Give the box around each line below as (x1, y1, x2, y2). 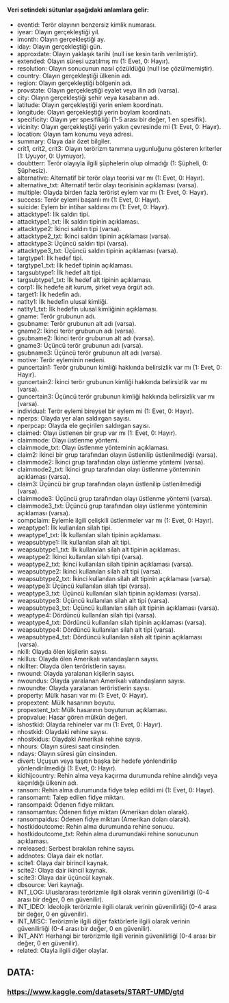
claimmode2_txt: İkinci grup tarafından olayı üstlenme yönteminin (16, 465, 200, 473)
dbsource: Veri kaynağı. (16, 881, 84, 889)
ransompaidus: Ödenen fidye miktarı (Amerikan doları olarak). (16, 815, 191, 823)
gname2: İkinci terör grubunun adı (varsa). (16, 327, 137, 335)
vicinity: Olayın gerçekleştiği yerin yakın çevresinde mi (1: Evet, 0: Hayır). (16, 123, 221, 131)
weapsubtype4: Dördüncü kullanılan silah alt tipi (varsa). (16, 626, 176, 634)
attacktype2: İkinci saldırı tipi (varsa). (16, 225, 122, 233)
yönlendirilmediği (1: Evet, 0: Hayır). (16, 764, 118, 772)
